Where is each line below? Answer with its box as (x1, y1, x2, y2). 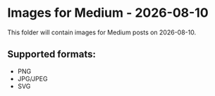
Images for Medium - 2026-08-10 (7, 5, 209, 21)
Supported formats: (7, 48, 97, 60)
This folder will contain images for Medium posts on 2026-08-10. (7, 28, 196, 36)
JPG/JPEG (17, 74, 48, 83)
